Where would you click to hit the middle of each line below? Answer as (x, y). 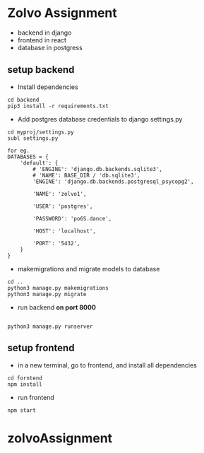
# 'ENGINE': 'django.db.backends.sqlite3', (97, 169)
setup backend (41, 70)
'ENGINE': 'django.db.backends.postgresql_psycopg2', (113, 182)
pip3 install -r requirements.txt (58, 106)
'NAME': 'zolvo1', (60, 194)
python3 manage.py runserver (50, 326)
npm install (25, 384)
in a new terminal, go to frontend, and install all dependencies (107, 365)
